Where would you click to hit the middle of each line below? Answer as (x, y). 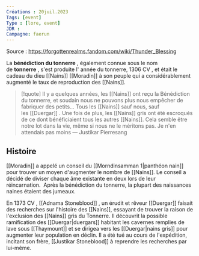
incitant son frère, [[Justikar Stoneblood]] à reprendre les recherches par (97, 241)
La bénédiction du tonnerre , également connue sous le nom (82, 63)
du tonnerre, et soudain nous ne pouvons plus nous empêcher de (102, 101)
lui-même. (19, 248)
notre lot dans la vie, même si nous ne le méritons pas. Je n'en (98, 126)
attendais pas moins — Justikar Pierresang (74, 133)
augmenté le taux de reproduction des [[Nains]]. (66, 83)
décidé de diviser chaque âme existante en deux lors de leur (81, 178)
